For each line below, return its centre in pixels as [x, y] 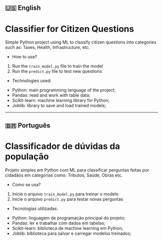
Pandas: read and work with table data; [51, 95]
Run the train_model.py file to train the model [57, 66]
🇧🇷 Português [28, 125]
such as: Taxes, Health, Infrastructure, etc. [48, 48]
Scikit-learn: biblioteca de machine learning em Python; [67, 228]
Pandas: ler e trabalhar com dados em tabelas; [59, 223]
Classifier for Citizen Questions [70, 29]
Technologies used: [32, 81]
